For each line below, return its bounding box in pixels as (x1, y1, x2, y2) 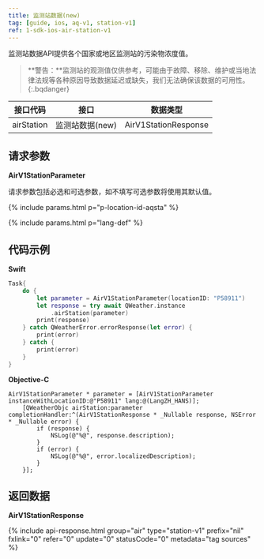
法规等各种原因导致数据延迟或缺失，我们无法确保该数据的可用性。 (34, 76, 250, 85)
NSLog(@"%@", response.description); (50, 431, 175, 439)
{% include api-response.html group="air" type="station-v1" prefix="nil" (8, 526, 244, 535)
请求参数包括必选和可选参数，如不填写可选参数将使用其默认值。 (8, 187, 216, 197)
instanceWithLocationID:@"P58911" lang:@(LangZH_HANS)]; (8, 396, 200, 405)
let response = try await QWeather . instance (36, 302, 186, 310)
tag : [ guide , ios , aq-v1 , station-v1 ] (8, 19, 136, 27)
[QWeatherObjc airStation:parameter (22, 403, 144, 411)
